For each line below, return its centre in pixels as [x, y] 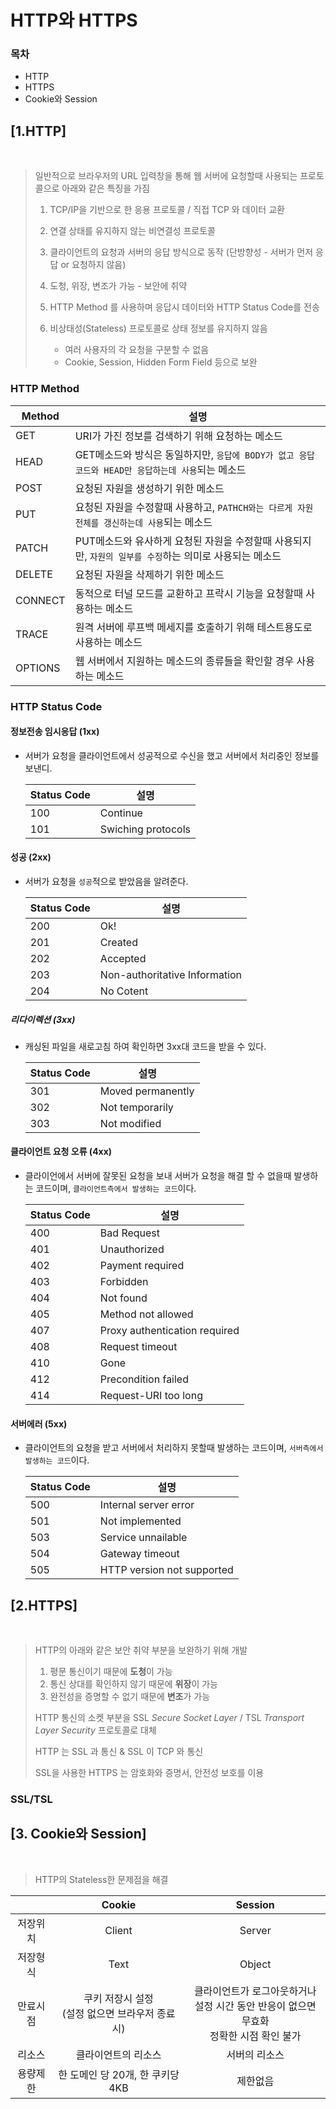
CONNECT [40, 600]
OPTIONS [38, 668]
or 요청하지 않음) [93, 265]
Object [255, 1964]
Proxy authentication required [169, 1331]
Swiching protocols [145, 829]
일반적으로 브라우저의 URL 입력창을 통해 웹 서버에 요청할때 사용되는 [166, 176]
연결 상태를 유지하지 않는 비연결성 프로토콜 [133, 231]
